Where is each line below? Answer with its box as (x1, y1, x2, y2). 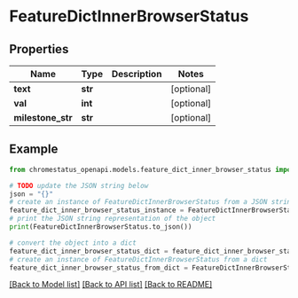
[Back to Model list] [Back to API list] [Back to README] (9, 279, 213, 290)
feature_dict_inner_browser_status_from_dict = (9, 263, 189, 272)
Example (9, 142, 59, 157)
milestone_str (13, 112, 73, 123)
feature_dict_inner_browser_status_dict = (9, 247, 169, 255)
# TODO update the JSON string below (9, 181, 149, 190)
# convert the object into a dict (9, 238, 137, 247)
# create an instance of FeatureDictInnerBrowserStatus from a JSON (9, 198, 268, 207)
